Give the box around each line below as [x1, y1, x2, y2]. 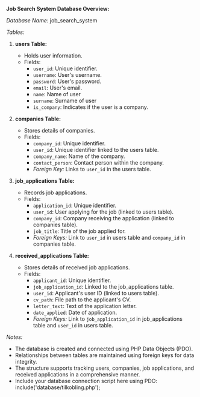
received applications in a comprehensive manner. [14, 371, 140, 378]
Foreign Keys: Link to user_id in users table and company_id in [33, 234, 186, 241]
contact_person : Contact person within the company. [33, 159, 164, 166]
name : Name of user [33, 91, 81, 97]
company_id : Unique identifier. [33, 140, 106, 147]
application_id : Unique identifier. [33, 202, 117, 209]
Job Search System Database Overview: [6, 5, 110, 12]
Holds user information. [23, 52, 83, 59]
